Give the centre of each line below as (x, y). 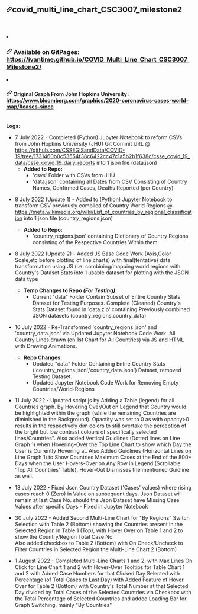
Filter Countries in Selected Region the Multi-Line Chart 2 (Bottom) (96, 549)
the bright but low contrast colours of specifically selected (86, 432)
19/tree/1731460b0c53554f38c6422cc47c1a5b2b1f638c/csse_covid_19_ (102, 156)
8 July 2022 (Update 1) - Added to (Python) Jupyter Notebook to (93, 199)
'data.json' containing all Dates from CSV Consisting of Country (110, 182)
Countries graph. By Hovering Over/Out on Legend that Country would (100, 407)
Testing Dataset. (52, 376)
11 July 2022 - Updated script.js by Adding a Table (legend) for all (95, 401)
